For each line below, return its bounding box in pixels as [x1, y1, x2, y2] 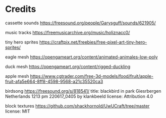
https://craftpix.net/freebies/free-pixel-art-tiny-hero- [39, 39, 147, 45]
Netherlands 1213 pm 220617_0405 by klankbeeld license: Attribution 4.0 [5, 93, 153, 99]
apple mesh [5, 73, 29, 79]
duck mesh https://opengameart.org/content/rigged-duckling [5, 63, 130, 69]
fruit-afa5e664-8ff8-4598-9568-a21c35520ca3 [5, 78, 103, 84]
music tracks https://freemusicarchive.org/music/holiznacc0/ [5, 29, 130, 35]
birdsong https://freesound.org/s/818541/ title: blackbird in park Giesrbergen [5, 88, 162, 94]
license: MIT [5, 108, 31, 114]
